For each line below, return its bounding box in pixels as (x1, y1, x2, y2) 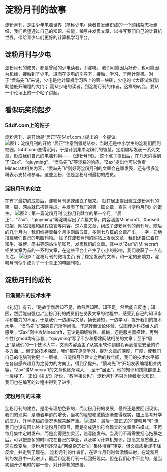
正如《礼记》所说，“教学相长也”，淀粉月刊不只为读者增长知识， (28, 373, 159, 379)
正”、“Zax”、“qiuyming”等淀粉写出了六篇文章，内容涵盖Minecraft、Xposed (5, 216, 160, 222)
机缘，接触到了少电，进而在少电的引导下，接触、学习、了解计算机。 (9, 71, 149, 77)
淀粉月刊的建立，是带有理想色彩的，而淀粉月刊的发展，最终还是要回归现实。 (5, 405, 162, 411)
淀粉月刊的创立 (5, 185, 41, 192)
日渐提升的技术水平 (5, 292, 51, 299)
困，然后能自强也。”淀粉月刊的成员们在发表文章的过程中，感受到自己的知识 (5, 310, 158, 317)
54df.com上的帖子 (5, 122, 50, 129)
